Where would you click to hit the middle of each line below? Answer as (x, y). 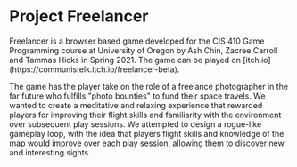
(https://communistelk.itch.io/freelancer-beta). (95, 69)
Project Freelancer (79, 16)
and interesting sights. (50, 152)
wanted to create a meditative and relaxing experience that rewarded (136, 105)
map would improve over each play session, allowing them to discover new (147, 143)
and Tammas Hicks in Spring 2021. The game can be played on (125, 60)
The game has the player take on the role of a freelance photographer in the (148, 86)
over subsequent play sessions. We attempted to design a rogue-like (136, 124)
